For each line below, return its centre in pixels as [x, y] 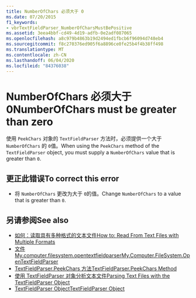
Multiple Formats [35, 242]
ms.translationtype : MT [35, 50]
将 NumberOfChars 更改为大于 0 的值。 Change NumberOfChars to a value [98, 194]
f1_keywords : [22, 22]
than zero [30, 122]
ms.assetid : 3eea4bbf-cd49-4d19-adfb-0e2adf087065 [69, 33]
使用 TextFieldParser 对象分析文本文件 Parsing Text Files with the [92, 276]
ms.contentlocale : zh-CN [36, 55]
